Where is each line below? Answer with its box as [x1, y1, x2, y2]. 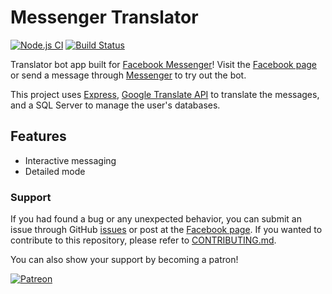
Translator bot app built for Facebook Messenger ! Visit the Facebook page [10, 58, 317, 70]
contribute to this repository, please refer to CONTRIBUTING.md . [10, 234, 277, 246]
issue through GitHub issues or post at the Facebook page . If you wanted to [10, 224, 323, 236]
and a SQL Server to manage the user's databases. [10, 99, 221, 111]
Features [10, 128, 67, 145]
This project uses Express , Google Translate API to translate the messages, [10, 88, 320, 100]
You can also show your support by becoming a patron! [10, 254, 239, 266]
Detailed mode [24, 165, 86, 177]
